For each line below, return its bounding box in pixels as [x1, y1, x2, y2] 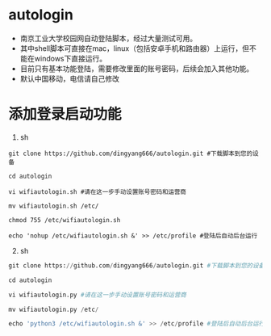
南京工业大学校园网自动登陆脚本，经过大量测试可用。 [19, 33, 198, 43]
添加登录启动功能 [8, 105, 123, 124]
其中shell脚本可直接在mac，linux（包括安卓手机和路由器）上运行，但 [19, 43, 250, 53]
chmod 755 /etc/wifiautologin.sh [8, 216, 121, 224]
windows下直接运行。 [34, 53, 107, 63]
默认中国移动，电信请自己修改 [19, 73, 119, 83]
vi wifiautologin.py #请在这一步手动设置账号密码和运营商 [8, 291, 187, 299]
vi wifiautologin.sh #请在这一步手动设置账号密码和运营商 [8, 187, 187, 195]
